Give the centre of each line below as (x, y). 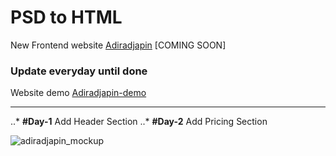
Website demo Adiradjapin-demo (78, 93)
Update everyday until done (79, 71)
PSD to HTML (66, 17)
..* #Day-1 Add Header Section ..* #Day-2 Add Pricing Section (139, 122)
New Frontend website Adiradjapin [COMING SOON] (118, 45)
